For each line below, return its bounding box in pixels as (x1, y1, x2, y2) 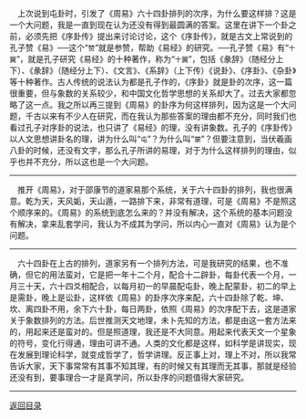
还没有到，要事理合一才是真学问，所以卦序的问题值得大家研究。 (9, 372, 249, 382)
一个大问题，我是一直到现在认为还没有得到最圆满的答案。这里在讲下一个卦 (9, 19, 289, 30)
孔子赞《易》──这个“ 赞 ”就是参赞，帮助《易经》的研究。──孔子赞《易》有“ (9, 42, 290, 53)
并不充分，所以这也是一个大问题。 (25, 156, 153, 167)
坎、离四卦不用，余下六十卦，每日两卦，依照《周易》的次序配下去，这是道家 (9, 304, 297, 314)
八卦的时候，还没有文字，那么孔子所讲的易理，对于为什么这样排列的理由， (9, 145, 289, 155)
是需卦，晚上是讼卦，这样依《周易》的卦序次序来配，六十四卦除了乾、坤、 (9, 292, 289, 303)
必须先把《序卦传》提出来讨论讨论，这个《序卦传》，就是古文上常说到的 (25, 31, 293, 41)
